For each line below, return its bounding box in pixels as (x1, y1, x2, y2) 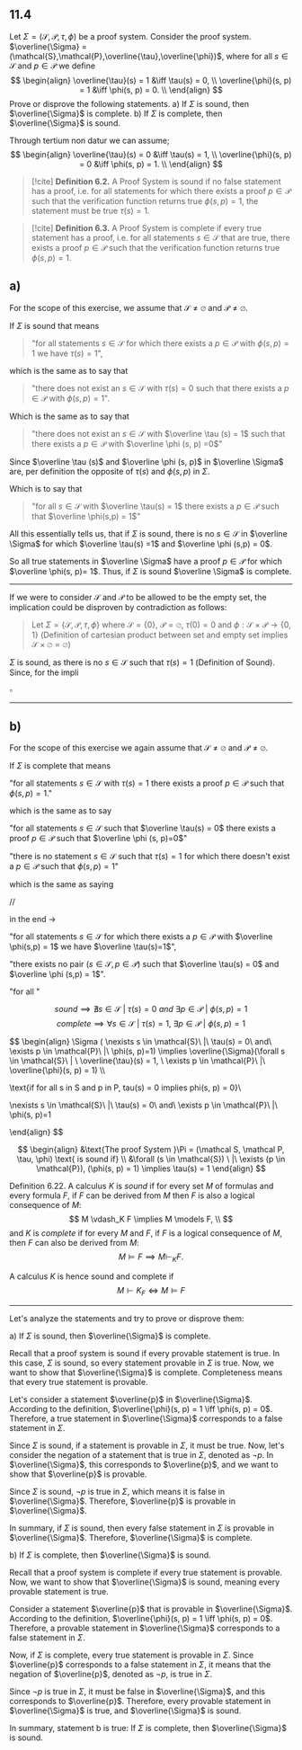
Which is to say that (9, 483, 83, 493)
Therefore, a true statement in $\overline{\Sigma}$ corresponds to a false (9, 1413, 283, 1424)
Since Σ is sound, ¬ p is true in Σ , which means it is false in (9, 1487, 226, 1497)
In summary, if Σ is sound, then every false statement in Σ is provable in (9, 1523, 275, 1533)
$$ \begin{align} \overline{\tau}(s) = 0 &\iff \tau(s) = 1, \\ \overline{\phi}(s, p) (10, 148, 292, 160)
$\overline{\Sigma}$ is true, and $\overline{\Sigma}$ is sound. (9, 1705, 242, 1716)
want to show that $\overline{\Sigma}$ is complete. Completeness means (9, 1367, 283, 1378)
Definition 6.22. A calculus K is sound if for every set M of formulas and (9, 1181, 274, 1192)
